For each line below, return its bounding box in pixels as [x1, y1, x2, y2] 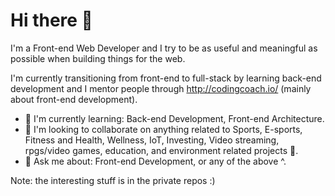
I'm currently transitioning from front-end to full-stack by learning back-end [10, 72, 322, 84]
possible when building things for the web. [10, 52, 186, 64]
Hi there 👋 [10, 9, 93, 32]
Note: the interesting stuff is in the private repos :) [10, 174, 216, 186]
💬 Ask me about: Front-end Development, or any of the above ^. [24, 155, 287, 167]
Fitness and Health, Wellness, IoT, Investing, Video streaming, [24, 134, 280, 146]
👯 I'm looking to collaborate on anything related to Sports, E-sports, [24, 123, 303, 135]
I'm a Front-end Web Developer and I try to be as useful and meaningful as [10, 42, 318, 54]
